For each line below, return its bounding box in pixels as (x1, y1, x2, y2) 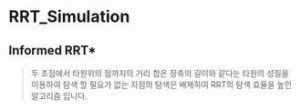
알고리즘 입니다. (30, 91, 88, 101)
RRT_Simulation (8, 6, 130, 27)
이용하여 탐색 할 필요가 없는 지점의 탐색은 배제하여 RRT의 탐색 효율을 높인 (30, 79, 293, 90)
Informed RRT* (8, 43, 97, 58)
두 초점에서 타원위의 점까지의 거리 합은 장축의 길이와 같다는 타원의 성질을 (30, 68, 289, 78)
